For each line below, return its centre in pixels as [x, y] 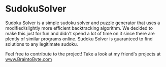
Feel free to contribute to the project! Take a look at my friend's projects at [83, 54]
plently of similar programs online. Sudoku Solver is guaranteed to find [79, 39]
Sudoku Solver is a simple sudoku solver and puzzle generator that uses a [83, 23]
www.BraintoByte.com [29, 59]
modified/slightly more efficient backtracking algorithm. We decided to [79, 28]
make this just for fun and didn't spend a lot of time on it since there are [80, 33]
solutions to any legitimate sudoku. [42, 44]
